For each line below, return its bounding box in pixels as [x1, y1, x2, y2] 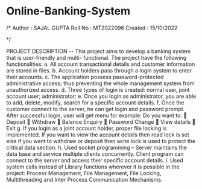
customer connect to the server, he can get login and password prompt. [6, 105, 185, 112]
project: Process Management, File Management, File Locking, [6, 169, 162, 176]
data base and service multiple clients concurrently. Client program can [6, 150, 184, 158]
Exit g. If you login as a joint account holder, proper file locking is [6, 124, 167, 132]
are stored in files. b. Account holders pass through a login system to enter [6, 66, 192, 74]
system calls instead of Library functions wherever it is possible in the [6, 163, 180, 170]
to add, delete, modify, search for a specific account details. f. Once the [6, 98, 185, 106]
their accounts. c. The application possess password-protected [6, 73, 164, 80]
